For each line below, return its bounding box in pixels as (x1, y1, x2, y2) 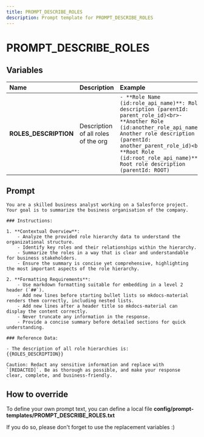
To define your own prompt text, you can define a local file (6, 405, 153, 413)
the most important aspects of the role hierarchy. (6, 266, 140, 272)
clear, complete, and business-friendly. (6, 372, 113, 378)
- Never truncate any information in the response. (17, 314, 151, 320)
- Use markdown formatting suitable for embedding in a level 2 (17, 282, 183, 288)
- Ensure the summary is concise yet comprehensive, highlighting (17, 260, 189, 267)
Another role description (120, 130, 195, 137)
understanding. (6, 324, 45, 331)
